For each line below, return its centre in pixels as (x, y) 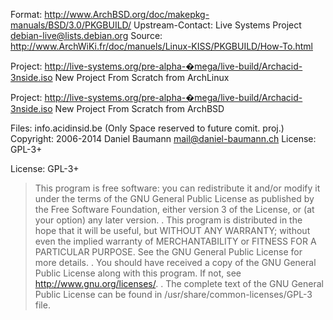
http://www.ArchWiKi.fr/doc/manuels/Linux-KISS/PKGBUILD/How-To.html (161, 46)
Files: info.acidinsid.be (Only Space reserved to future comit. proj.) (147, 128)
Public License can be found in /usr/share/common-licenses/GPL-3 (173, 294)
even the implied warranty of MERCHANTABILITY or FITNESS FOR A (175, 241)
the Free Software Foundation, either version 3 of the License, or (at (174, 209)
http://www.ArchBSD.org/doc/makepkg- (127, 14)
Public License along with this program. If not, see (138, 273)
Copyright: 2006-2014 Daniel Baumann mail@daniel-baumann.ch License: (163, 138)
